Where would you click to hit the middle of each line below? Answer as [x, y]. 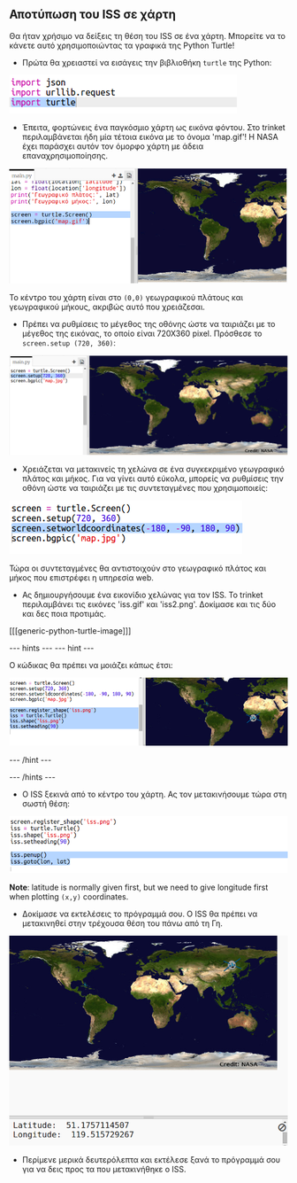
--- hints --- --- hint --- [52, 648]
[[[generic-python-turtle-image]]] [70, 630]
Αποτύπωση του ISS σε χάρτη [93, 15]
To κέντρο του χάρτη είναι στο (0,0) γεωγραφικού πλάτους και [126, 297]
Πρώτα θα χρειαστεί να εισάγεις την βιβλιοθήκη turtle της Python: [147, 62]
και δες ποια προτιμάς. [64, 613]
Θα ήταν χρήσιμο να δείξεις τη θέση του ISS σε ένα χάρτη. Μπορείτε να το [147, 35]
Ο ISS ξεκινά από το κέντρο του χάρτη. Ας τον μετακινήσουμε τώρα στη [154, 794]
